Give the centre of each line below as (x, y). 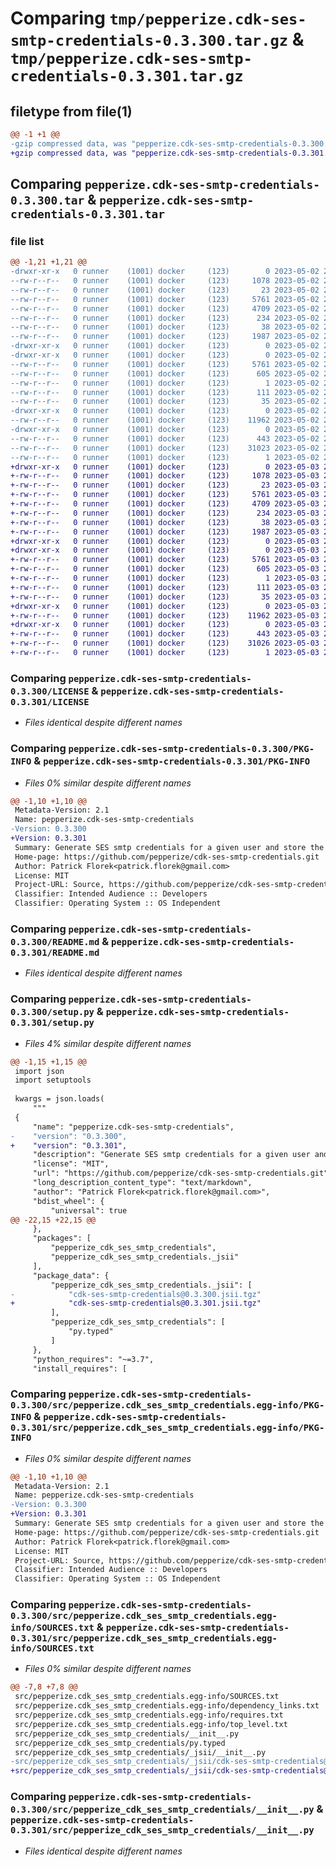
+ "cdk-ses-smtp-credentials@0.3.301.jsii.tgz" (136, 1303)
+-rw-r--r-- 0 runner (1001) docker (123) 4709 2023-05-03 (165, 504)
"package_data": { (71, 1275)
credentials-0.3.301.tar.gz (127, 76)
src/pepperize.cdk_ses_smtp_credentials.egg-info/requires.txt (149, 1715)
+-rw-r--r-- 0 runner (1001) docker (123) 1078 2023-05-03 (165, 476)
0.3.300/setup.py (52, 1012)
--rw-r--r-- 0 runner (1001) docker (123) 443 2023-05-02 (165, 438)
